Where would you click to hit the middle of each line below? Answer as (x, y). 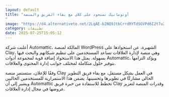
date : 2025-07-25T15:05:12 (33, 33)
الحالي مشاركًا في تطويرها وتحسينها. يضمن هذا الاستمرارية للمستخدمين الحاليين (79, 78)
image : (12, 24)
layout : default (22, 10)
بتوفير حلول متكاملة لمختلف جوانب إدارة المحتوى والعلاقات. (61, 63)
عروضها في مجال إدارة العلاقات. (35, 89)
